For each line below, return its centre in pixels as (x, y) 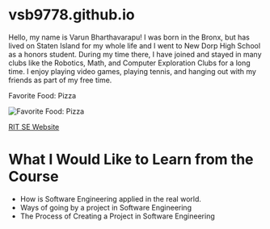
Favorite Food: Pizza (42, 95)
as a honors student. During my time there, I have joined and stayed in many (135, 54)
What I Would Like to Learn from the (131, 160)
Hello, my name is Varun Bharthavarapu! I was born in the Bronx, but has (129, 37)
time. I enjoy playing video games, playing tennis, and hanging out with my (133, 71)
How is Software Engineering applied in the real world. (111, 198)
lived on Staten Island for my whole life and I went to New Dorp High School (135, 45)
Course (34, 177)
